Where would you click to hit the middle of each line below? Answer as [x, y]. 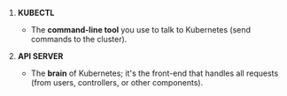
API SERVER [40, 56]
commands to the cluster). [79, 39]
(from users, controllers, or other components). [117, 82]
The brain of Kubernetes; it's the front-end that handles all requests [155, 73]
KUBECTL [36, 13]
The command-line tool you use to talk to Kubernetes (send [140, 30]
